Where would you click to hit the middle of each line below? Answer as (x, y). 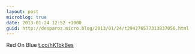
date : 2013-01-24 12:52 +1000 (44, 23)
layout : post (22, 12)
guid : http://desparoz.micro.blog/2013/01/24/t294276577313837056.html (97, 28)
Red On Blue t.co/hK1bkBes (40, 45)
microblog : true (26, 17)
